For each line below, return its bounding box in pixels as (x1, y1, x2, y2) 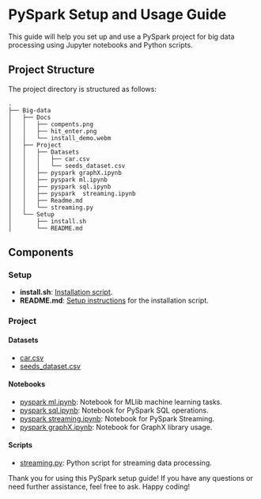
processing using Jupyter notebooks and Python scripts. (8, 40, 193, 49)
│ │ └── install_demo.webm (8, 134, 112, 142)
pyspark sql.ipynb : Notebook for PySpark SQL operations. (19, 406, 210, 415)
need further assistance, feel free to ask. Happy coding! (8, 482, 191, 491)
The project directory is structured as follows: (8, 84, 157, 93)
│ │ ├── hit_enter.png (8, 127, 97, 135)
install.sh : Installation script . (19, 288, 113, 297)
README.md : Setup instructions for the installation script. (19, 295, 210, 306)
